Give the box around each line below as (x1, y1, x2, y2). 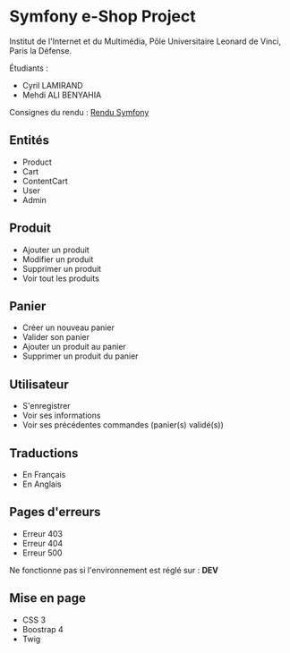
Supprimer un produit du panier (21, 351, 139, 361)
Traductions (9, 445, 79, 461)
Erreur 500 (21, 547, 63, 558)
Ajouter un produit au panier (21, 342, 127, 352)
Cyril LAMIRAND (21, 80, 83, 90)
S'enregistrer (21, 401, 71, 411)
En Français (21, 470, 66, 479)
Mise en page (9, 590, 87, 606)
